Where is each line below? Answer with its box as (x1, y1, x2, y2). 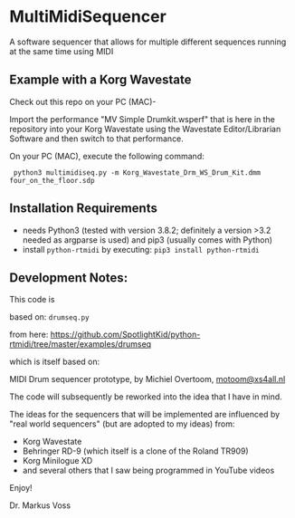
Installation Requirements (9, 201, 158, 216)
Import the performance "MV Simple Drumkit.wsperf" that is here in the (9, 113, 276, 124)
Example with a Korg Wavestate (9, 72, 192, 88)
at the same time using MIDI (9, 45, 114, 56)
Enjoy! (9, 483, 33, 494)
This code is (9, 294, 55, 305)
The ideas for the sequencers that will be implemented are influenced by (9, 409, 281, 420)
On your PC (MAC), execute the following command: (9, 150, 205, 161)
